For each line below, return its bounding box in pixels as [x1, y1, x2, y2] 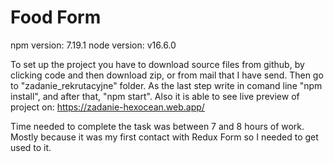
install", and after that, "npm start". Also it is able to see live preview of [10, 90, 300, 102]
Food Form [10, 6, 102, 29]
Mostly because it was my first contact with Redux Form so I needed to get [10, 131, 319, 143]
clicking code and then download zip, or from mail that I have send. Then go [10, 69, 324, 81]
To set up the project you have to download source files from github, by [10, 58, 305, 70]
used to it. [10, 141, 52, 153]
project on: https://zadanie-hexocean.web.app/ [10, 101, 205, 113]
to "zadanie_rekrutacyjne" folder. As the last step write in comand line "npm [10, 79, 323, 91]
